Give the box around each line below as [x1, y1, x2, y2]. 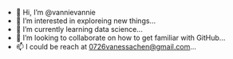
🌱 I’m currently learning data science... [15, 25, 144, 33]
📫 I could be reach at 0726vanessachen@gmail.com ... [15, 42, 197, 51]
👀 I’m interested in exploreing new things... [15, 16, 156, 26]
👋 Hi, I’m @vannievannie [15, 8, 96, 17]
